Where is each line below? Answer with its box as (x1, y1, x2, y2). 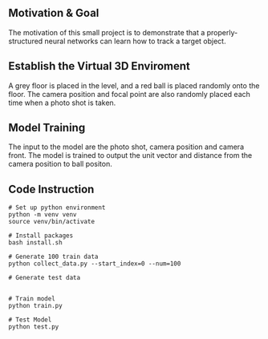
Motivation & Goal (8, 6, 99, 20)
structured (8, 36, 43, 46)
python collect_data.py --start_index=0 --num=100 (8, 260, 181, 268)
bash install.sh (8, 239, 63, 247)
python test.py (8, 323, 59, 331)
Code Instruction (8, 182, 95, 196)
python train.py (8, 302, 63, 310)
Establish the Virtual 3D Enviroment (8, 59, 190, 73)
